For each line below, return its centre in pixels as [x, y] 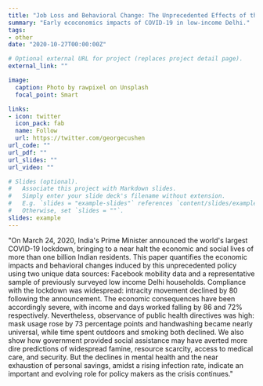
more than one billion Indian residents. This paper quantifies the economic [128, 257]
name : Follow [36, 131]
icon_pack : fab [40, 124]
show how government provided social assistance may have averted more [128, 340]
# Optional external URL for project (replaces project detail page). [126, 59]
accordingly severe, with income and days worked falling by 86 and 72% [125, 307]
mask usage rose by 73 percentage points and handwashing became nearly [130, 323]
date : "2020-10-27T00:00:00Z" [58, 45]
